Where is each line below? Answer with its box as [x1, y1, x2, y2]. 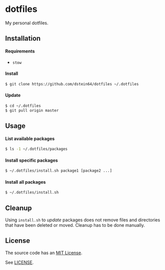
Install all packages [5, 179, 46, 185]
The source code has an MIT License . [5, 250, 82, 256]
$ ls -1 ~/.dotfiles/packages [5, 146, 68, 152]
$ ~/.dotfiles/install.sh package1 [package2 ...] [5, 168, 112, 173]
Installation [5, 34, 41, 43]
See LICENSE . [5, 259, 34, 265]
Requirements [5, 48, 35, 54]
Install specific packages [5, 157, 58, 163]
